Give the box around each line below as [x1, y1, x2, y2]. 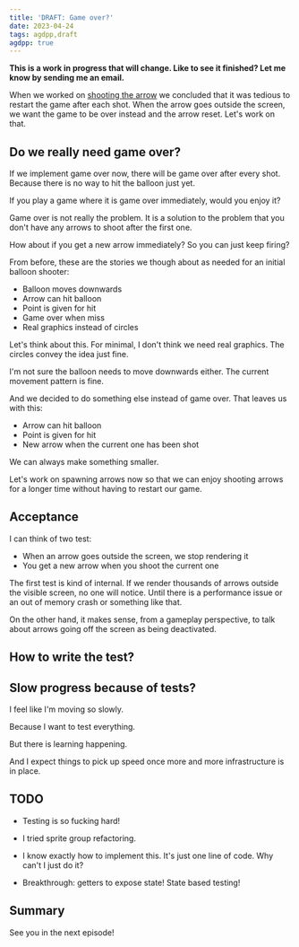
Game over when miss [21, 312, 106, 323]
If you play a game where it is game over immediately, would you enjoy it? [9, 195, 281, 206]
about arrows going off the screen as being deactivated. [9, 623, 217, 634]
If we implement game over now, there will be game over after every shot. [9, 168, 281, 180]
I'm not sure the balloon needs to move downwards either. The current [9, 366, 269, 377]
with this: [9, 403, 43, 414]
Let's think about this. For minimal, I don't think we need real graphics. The [9, 339, 285, 350]
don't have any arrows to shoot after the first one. [9, 222, 192, 233]
